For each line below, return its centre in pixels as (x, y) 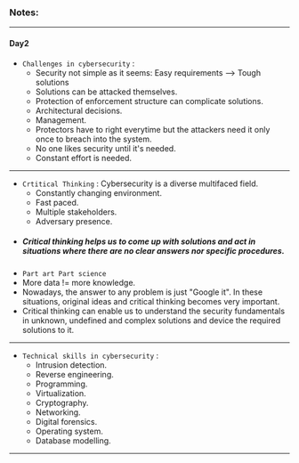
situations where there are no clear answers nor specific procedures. (153, 251)
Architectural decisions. (79, 110)
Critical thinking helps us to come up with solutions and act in (139, 241)
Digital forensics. (66, 422)
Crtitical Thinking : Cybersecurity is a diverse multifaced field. (140, 183)
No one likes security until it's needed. (105, 148)
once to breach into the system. (94, 139)
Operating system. (69, 431)
